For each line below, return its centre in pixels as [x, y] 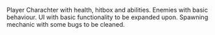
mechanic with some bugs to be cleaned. [66, 24]
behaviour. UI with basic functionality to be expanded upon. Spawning [107, 17]
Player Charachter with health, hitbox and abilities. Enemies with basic [107, 10]
